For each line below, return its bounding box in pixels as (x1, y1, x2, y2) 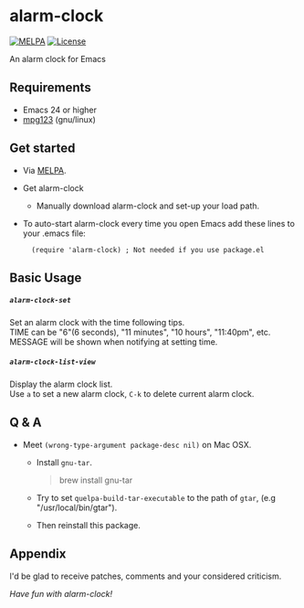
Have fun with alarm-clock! (9, 588, 113, 599)
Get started (9, 141, 76, 156)
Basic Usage (9, 270, 82, 285)
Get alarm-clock (22, 182, 84, 193)
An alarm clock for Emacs (9, 53, 107, 64)
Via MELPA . (22, 165, 67, 176)
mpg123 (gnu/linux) (22, 113, 96, 124)
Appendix (9, 546, 67, 562)
